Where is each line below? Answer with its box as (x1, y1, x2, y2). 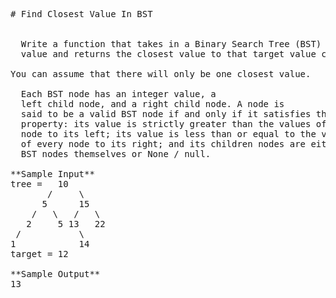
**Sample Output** (10, 269, 101, 279)
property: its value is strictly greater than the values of (20, 119, 327, 129)
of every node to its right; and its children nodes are (20, 139, 307, 149)
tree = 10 (10, 179, 69, 189)
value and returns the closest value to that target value (20, 49, 317, 59)
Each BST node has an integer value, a (20, 89, 217, 99)
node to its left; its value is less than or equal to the (20, 129, 317, 139)
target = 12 (10, 249, 69, 259)
